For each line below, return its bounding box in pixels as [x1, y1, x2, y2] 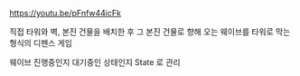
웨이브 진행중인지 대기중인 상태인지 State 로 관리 [9, 57, 181, 67]
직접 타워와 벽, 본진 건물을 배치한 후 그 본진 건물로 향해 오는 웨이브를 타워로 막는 [9, 26, 291, 37]
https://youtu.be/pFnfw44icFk [9, 8, 122, 18]
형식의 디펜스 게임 [9, 38, 72, 48]
